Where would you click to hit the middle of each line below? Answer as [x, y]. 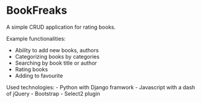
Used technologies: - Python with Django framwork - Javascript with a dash [101, 87]
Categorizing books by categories [57, 56]
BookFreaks [37, 10]
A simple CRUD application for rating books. [61, 27]
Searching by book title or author [56, 63]
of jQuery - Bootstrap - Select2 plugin [53, 93]
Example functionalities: [36, 38]
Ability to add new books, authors [57, 50]
